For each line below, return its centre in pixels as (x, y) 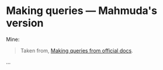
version (25, 23)
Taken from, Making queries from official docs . (77, 50)
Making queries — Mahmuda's (82, 11)
